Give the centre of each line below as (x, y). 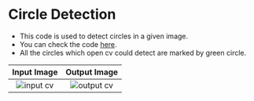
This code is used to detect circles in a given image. (104, 36)
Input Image (35, 72)
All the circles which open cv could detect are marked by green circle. (133, 52)
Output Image (92, 72)
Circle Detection (62, 14)
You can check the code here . (68, 44)
